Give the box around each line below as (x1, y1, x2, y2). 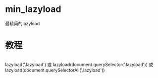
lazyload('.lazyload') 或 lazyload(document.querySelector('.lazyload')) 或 (5, 61, 154, 68)
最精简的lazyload (5, 20, 40, 26)
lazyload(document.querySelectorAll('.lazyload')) (5, 67, 105, 73)
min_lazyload (5, 3, 61, 15)
